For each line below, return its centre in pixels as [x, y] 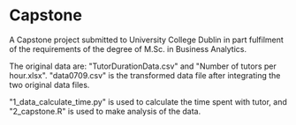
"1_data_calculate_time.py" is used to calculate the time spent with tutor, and [148, 101]
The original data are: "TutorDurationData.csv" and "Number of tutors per [143, 66]
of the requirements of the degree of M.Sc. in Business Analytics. [128, 48]
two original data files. [49, 85]
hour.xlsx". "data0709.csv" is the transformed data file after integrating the [145, 75]
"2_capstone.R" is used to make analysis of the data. [105, 111]
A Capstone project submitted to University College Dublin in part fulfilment [147, 40]
